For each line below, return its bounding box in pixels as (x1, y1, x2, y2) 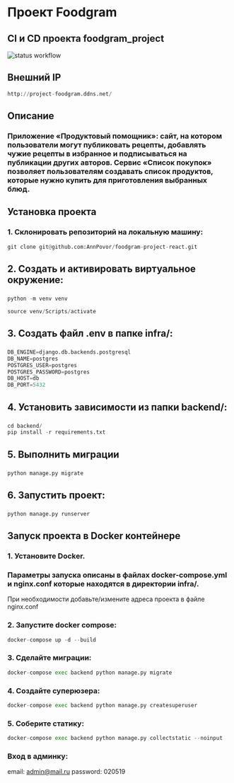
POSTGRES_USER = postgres (7, 361, 78, 369)
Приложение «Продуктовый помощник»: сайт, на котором (7, 132, 223, 141)
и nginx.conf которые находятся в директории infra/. (7, 579, 199, 588)
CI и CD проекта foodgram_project (7, 33, 165, 45)
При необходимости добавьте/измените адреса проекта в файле (7, 595, 205, 603)
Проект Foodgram (7, 4, 117, 21)
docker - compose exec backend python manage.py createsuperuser (7, 702, 198, 709)
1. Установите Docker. (7, 551, 86, 561)
